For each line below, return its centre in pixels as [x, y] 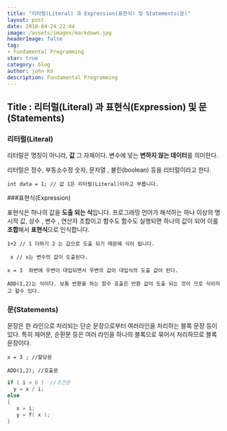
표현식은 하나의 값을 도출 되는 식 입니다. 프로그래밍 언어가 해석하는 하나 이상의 [110, 212]
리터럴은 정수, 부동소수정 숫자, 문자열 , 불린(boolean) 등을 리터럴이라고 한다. [109, 170]
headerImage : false [35, 39]
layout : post [26, 20]
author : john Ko [30, 71]
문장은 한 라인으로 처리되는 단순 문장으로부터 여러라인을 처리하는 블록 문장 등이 [112, 326]
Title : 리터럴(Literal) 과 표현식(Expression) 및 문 [107, 107]
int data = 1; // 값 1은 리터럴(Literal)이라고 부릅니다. [83, 184]
